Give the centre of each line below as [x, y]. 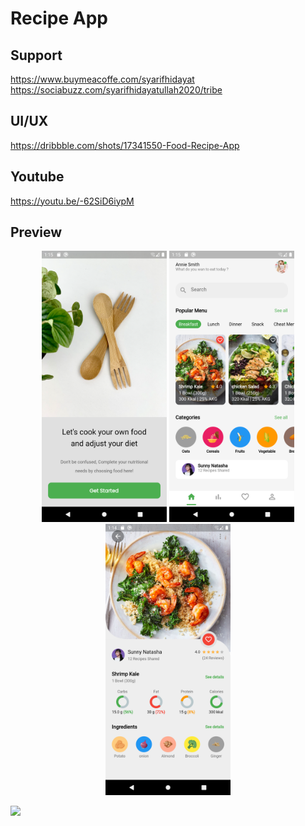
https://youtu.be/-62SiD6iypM [72, 201]
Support [36, 55]
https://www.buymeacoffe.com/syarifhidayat [102, 79]
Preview [36, 232]
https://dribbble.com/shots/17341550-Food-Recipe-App [125, 145]
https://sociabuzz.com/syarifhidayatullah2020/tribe [116, 90]
